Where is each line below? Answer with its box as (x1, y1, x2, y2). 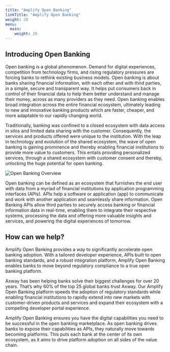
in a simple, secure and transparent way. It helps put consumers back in (5, 85, 156, 91)
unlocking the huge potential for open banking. (5, 160, 103, 166)
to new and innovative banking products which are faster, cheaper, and (5, 107, 154, 113)
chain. (5, 342, 18, 348)
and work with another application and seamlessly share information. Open (5, 196, 163, 202)
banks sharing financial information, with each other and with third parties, (5, 80, 161, 86)
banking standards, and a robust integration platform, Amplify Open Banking (5, 257, 165, 263)
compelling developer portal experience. (5, 305, 91, 311)
